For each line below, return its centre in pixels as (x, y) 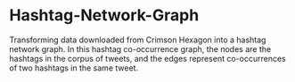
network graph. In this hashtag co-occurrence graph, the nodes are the (140, 48)
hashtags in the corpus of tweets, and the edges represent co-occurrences (148, 58)
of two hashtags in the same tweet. (74, 68)
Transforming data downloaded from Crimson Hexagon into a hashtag (138, 40)
